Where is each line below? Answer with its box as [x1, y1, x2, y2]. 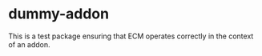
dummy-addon [8, 5, 110, 23]
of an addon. [8, 39, 50, 49]
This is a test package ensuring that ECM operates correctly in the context [8, 31, 254, 41]
